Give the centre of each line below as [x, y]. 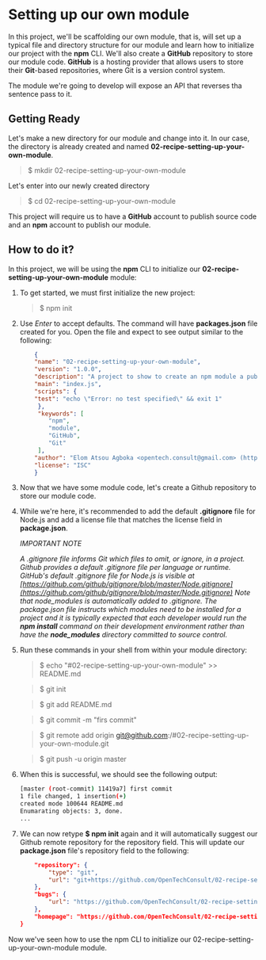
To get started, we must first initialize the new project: [107, 293]
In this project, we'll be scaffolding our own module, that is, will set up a [125, 36]
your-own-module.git [74, 744]
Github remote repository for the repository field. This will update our [132, 842]
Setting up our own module [99, 15]
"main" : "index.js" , [68, 384]
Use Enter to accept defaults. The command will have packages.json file [139, 323]
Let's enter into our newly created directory [79, 185]
